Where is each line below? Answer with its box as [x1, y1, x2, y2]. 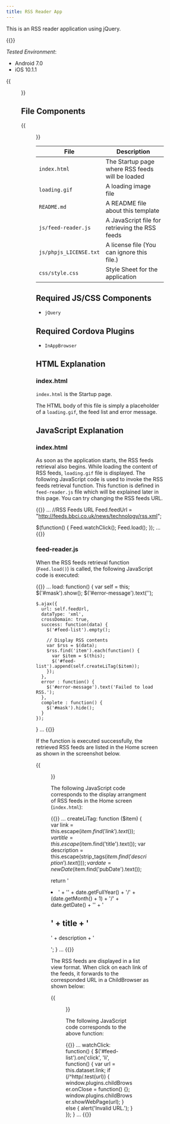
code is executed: [36, 572, 80, 579]
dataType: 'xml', [41, 611, 84, 617]
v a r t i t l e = [51, 834, 73, 841]
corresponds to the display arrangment [51, 790, 147, 798]
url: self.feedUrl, [41, 606, 90, 612]
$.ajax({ [36, 601, 58, 607]
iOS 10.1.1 [14, 66, 37, 73]
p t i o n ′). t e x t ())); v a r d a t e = [51, 859, 112, 866]
